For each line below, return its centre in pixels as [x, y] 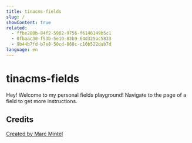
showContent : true [28, 22]
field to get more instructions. [42, 101]
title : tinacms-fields [34, 11]
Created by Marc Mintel [35, 134]
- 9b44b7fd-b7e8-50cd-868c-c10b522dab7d [61, 45]
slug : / [16, 17]
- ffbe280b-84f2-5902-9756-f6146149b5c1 [61, 33]
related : [17, 28]
